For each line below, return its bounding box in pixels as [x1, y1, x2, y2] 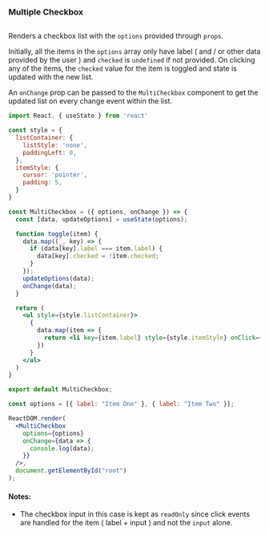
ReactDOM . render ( [8, 415, 66, 423]
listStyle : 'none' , [22, 141, 88, 149]
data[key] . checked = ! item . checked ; [37, 252, 159, 261]
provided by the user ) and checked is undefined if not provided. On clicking [8, 55, 255, 65]
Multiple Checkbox [8, 6, 84, 18]
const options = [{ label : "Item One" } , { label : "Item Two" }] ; [8, 400, 235, 408]
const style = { [8, 127, 62, 135]
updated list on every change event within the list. [8, 96, 173, 106]
